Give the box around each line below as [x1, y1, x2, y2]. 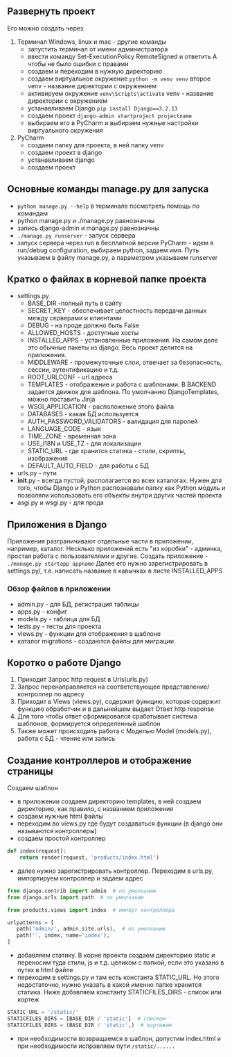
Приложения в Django [7, 518, 107, 530]
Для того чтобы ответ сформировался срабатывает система [17, 712, 197, 721]
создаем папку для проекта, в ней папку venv [27, 140, 164, 149]
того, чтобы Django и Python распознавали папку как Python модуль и [17, 484, 226, 492]
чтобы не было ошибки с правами [27, 59, 130, 68]
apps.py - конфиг [17, 607, 68, 616]
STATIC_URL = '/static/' [7, 1009, 79, 1016]
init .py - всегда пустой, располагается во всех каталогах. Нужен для [17, 476, 222, 485]
